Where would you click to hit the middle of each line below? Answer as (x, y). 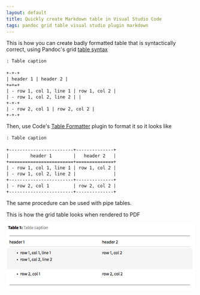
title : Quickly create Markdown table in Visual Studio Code (84, 19)
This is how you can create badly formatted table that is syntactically (91, 43)
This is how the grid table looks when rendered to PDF (73, 215)
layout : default (26, 13)
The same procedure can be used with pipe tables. (69, 203)
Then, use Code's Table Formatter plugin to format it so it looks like (89, 127)
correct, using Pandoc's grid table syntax (57, 49)
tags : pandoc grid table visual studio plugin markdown (77, 25)
